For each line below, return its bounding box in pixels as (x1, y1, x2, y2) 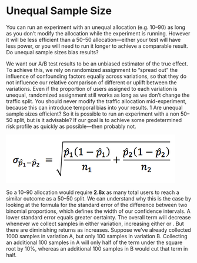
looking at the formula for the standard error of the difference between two (6, 201, 188, 208)
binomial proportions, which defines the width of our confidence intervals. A (6, 208, 191, 215)
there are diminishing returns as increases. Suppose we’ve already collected (6, 226, 191, 234)
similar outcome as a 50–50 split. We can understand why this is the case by (6, 195, 192, 202)
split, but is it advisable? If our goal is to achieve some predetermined (14, 116, 182, 123)
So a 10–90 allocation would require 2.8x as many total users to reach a (6, 189, 179, 196)
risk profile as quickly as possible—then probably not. (6, 123, 136, 130)
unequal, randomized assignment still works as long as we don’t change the (6, 91, 190, 98)
